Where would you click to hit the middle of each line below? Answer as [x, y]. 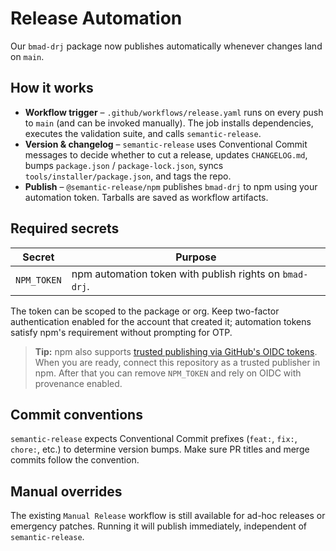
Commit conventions [76, 414]
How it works [52, 88]
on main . [27, 56]
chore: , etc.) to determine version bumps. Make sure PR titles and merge [160, 449]
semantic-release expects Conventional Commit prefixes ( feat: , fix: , [154, 439]
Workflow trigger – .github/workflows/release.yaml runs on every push [174, 112]
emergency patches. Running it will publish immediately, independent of [158, 526]
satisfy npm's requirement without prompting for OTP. [121, 332]
